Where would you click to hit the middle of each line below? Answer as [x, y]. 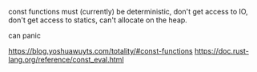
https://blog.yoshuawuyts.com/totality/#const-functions [101, 51]
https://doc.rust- [222, 51]
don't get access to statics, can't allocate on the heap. [98, 20]
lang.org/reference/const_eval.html [66, 60]
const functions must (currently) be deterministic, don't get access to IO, [128, 12]
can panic [25, 36]
